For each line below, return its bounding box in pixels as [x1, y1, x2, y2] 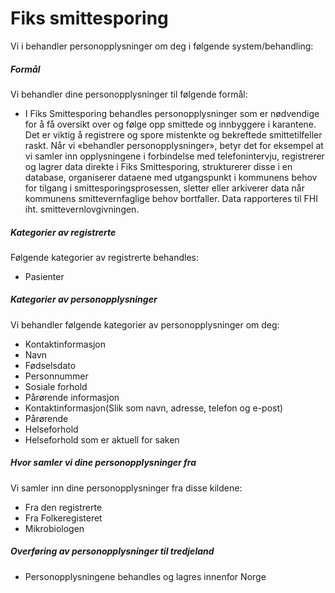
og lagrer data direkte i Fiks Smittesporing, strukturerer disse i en [24, 160, 293, 172]
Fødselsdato [24, 359, 77, 371]
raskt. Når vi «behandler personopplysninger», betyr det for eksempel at [24, 139, 324, 151]
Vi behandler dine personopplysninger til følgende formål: [10, 88, 248, 100]
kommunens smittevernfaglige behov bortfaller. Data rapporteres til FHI [24, 192, 318, 204]
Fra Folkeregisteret [24, 512, 103, 524]
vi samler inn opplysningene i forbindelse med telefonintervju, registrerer [24, 150, 325, 162]
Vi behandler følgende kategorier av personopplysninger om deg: [10, 318, 280, 331]
